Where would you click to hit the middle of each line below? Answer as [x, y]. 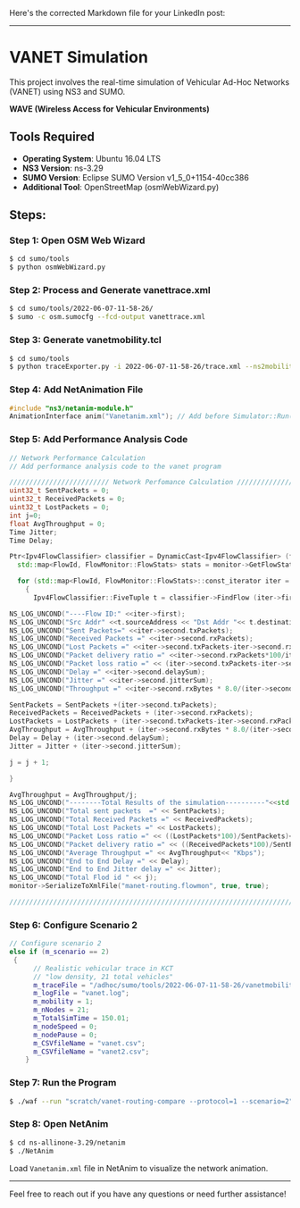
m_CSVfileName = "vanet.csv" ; [89, 1043]
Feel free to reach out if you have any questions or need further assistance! [148, 1194]
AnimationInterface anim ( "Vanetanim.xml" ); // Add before [119, 416]
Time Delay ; [31, 541]
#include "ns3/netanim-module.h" [71, 408]
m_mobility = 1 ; [63, 1002]
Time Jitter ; [33, 532]
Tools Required [52, 137]
